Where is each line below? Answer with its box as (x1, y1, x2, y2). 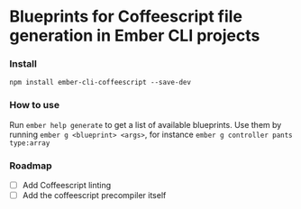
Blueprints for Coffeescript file (9, 6, 243, 27)
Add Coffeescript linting (22, 180, 112, 191)
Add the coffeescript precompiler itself (22, 190, 167, 201)
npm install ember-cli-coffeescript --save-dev (9, 78, 192, 87)
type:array (9, 138, 50, 148)
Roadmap (9, 159, 52, 172)
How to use (9, 99, 60, 112)
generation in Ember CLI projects (9, 25, 260, 46)
